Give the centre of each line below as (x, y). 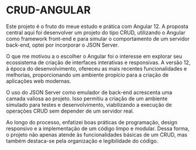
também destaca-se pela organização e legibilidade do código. (82, 141)
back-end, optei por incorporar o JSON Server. (63, 45)
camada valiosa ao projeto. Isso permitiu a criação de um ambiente (87, 98)
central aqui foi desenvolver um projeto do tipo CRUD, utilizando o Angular (96, 32)
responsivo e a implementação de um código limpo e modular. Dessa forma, (98, 128)
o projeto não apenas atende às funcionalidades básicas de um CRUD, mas (97, 134)
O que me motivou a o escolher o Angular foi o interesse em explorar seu (94, 56)
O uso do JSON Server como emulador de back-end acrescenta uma (89, 92)
